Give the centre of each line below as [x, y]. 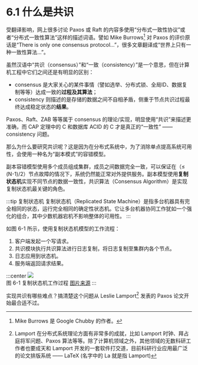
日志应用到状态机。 [38, 256]
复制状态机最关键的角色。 [37, 188]
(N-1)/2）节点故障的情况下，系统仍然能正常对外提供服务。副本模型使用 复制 [97, 174]
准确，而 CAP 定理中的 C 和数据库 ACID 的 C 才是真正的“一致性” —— [90, 126]
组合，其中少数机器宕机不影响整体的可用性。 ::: [74, 216]
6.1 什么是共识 [40, 12]
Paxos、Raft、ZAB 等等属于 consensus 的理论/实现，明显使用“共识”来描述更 [99, 119]
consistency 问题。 [29, 134]
